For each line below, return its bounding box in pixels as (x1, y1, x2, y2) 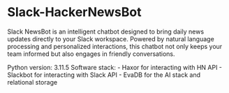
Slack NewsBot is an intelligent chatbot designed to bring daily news (7, 27, 205, 36)
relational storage (7, 78, 58, 86)
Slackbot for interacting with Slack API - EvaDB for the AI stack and (7, 71, 201, 79)
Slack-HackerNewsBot (7, 4, 142, 20)
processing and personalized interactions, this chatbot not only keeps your (7, 42, 223, 50)
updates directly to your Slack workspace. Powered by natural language (7, 34, 214, 43)
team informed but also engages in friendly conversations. (7, 50, 176, 58)
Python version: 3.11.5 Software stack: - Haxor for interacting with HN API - (7, 63, 222, 71)
